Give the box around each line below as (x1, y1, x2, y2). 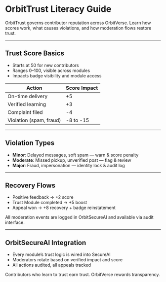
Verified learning (7, 101, 46, 107)
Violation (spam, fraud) (7, 117, 61, 124)
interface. (5, 219, 25, 225)
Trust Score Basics (5, 49, 65, 58)
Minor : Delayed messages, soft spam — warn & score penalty (12, 152, 139, 158)
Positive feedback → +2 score (12, 194, 74, 200)
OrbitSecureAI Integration (5, 238, 86, 247)
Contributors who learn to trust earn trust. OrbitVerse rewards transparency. (5, 272, 160, 278)
